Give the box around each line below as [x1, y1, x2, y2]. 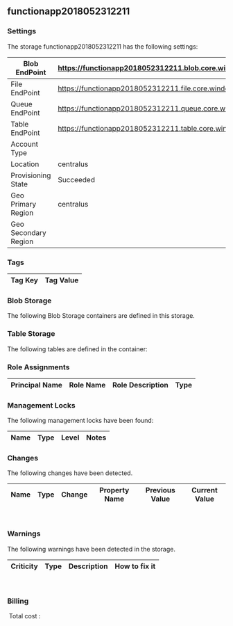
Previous [145, 485, 175, 495]
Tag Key [10, 275, 38, 284]
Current [191, 485, 218, 495]
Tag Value [44, 275, 79, 284]
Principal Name [10, 380, 62, 390]
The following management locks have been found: [7, 417, 154, 425]
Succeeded [58, 175, 96, 184]
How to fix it [114, 561, 156, 571]
